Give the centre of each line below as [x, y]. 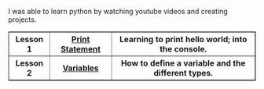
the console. [183, 49]
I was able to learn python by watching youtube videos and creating [118, 11]
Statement [80, 49]
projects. [22, 20]
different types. [183, 73]
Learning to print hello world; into [183, 39]
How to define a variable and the [183, 63]
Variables [81, 68]
